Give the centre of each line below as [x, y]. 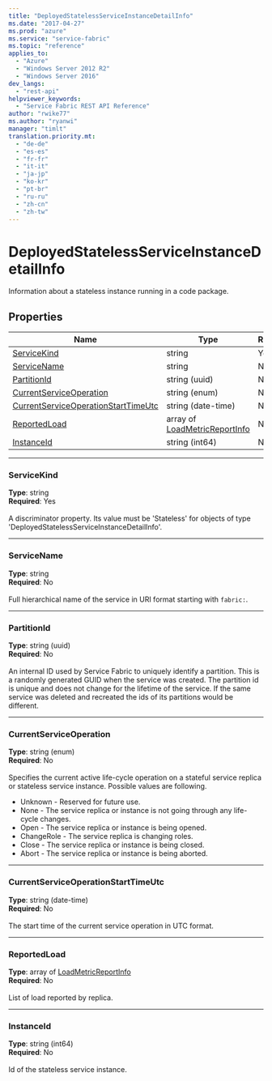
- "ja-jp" [32, 174]
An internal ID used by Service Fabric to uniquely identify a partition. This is [134, 671]
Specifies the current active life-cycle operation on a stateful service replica [135, 777]
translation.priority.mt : [52, 136]
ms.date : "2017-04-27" [47, 23]
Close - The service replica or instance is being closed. [112, 845]
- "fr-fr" [32, 159]
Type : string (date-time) [49, 900]
